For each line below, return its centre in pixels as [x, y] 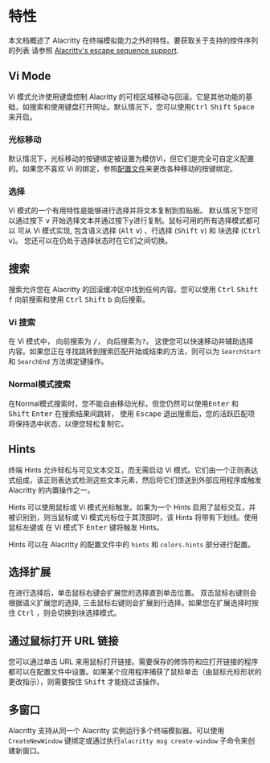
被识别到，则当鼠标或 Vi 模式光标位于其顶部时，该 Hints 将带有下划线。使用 [133, 517]
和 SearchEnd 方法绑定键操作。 [58, 361]
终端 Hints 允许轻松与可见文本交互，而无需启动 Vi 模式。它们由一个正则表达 [133, 470]
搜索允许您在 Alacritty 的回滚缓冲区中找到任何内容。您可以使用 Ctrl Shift [133, 290]
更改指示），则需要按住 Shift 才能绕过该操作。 [86, 682]
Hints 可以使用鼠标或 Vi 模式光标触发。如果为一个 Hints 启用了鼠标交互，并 [132, 507]
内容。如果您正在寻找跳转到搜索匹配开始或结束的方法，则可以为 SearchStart [135, 352]
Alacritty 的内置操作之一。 [51, 490]
